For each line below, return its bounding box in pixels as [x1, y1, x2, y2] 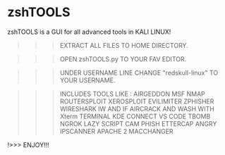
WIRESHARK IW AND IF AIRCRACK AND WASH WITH [59, 104, 215, 113]
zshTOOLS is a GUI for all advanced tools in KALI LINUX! [7, 27, 171, 36]
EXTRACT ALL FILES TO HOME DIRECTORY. [59, 41, 188, 49]
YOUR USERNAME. [59, 75, 116, 85]
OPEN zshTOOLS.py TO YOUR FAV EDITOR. [59, 54, 187, 63]
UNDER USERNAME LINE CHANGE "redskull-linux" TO [59, 68, 219, 77]
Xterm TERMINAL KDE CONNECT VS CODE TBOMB [59, 112, 211, 120]
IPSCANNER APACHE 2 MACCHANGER [59, 127, 174, 135]
